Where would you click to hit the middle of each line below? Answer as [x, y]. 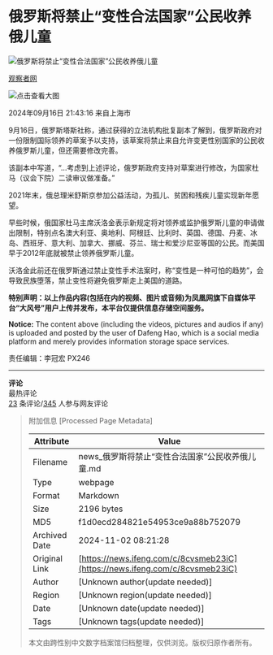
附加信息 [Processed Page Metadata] [90, 420]
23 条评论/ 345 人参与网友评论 [58, 403]
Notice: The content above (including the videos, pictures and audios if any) [136, 324]
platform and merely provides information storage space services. [119, 341]
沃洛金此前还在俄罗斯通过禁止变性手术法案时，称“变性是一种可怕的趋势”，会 [136, 270]
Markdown [99, 495]
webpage [96, 482]
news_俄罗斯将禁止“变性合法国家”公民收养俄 [163, 456]
